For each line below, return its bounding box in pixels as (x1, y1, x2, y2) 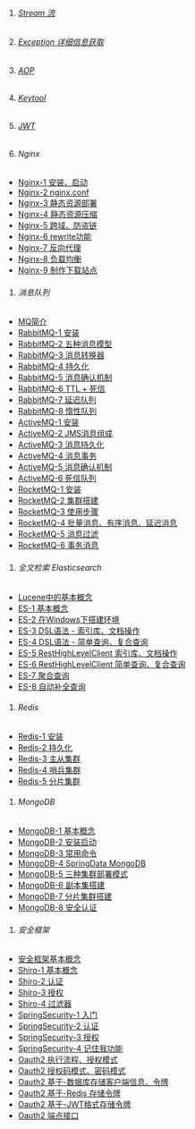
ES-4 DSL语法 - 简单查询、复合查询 (17, 636, 148, 647)
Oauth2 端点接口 (17, 1110, 79, 1121)
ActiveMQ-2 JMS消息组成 (17, 429, 114, 439)
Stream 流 (17, 7, 55, 18)
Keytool (17, 93, 47, 104)
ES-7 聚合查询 (17, 670, 70, 681)
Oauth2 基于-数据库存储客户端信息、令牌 (17, 1077, 169, 1088)
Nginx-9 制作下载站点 (17, 265, 97, 276)
